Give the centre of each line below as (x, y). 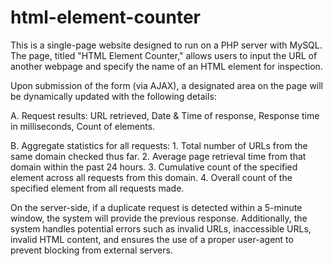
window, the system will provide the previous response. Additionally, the (159, 218)
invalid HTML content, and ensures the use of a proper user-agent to (152, 239)
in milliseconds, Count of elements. (83, 126)
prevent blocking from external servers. (91, 250)
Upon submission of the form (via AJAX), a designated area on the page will (167, 85)
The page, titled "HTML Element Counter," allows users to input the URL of (164, 55)
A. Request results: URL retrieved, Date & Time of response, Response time (165, 115)
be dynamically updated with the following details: (113, 96)
